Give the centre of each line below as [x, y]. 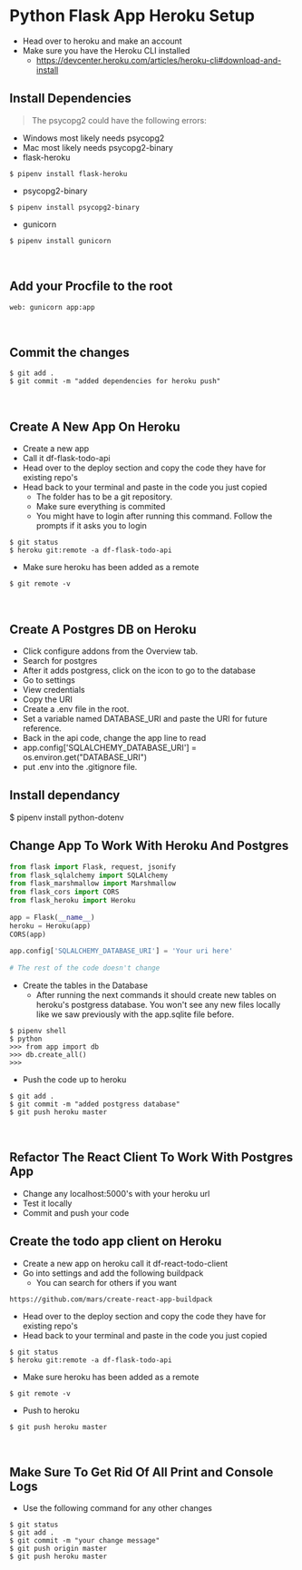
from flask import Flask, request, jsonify [93, 867]
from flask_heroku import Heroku [73, 901]
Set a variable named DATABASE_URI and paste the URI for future [145, 719]
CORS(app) [28, 934]
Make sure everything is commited [101, 507]
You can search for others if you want [106, 1282]
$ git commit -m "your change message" [85, 1541]
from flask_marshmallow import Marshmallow [93, 884]
